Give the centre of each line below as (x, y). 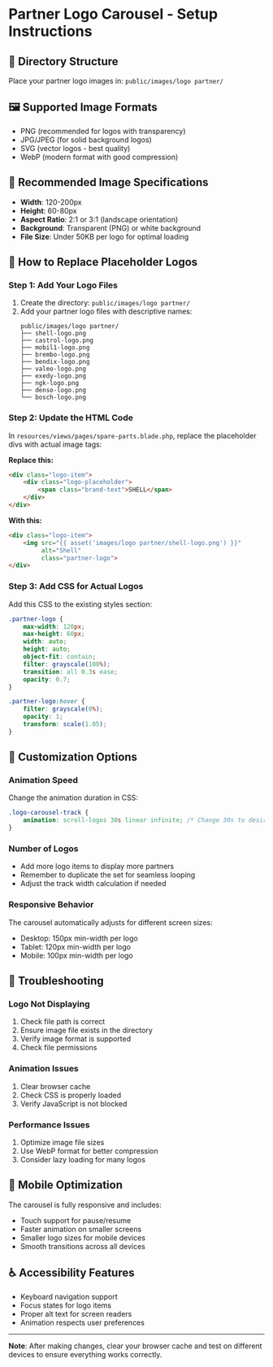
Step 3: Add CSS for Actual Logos (76, 586)
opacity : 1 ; (43, 717)
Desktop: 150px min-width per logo (79, 938)
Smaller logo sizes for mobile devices (83, 1237)
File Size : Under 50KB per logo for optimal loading (104, 236)
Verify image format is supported (76, 1039)
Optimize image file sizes (62, 1142)
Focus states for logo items (66, 1305)
